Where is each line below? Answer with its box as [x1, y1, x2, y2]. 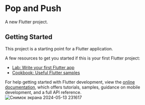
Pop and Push [5, 3, 62, 14]
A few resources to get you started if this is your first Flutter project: [5, 55, 140, 61]
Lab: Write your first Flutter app [12, 64, 75, 70]
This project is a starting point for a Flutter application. [5, 45, 113, 51]
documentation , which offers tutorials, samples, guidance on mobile [5, 84, 140, 90]
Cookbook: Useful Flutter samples [12, 70, 80, 75]
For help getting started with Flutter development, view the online [5, 79, 135, 85]
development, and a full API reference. [5, 89, 82, 95]
